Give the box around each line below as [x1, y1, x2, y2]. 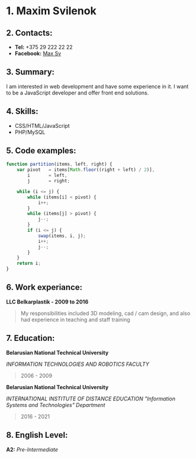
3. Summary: [6, 67, 55, 77]
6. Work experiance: [6, 282, 83, 292]
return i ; [17, 260, 41, 267]
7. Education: [6, 333, 55, 343]
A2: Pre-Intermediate [6, 446, 58, 453]
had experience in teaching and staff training [20, 316, 130, 323]
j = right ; [27, 178, 70, 184]
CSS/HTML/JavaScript [14, 122, 70, 129]
